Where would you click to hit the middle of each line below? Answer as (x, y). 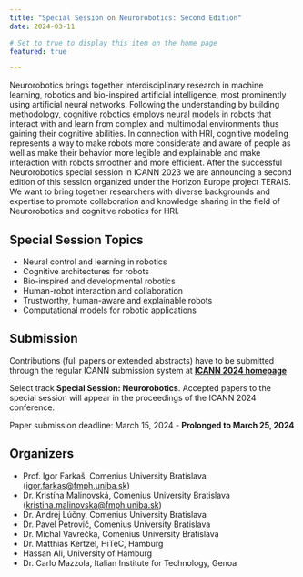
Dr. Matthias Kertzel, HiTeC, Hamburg (93, 543)
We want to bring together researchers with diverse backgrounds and (140, 191)
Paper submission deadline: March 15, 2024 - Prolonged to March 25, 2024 (152, 425)
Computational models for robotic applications (110, 310)
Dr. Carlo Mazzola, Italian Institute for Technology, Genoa (130, 562)
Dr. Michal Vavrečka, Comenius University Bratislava (121, 533)
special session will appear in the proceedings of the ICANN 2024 (133, 397)
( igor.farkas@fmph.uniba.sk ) (76, 485)
